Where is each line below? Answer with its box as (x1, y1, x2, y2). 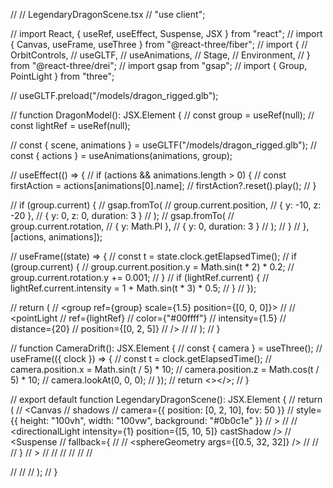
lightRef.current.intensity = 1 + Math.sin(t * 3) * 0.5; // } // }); (10, 282, 257, 294)
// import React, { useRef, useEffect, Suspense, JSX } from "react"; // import (10, 28, 323, 39)
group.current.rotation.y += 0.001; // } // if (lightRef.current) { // (10, 272, 270, 283)
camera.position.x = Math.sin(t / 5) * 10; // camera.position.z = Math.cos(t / (10, 364, 320, 375)
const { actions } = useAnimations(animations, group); (10, 150, 233, 161)
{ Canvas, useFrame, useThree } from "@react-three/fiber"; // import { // (10, 39, 308, 50)
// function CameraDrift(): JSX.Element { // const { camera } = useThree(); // (10, 342, 323, 354)
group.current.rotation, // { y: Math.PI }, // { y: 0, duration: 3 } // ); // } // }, (10, 220, 310, 232)
